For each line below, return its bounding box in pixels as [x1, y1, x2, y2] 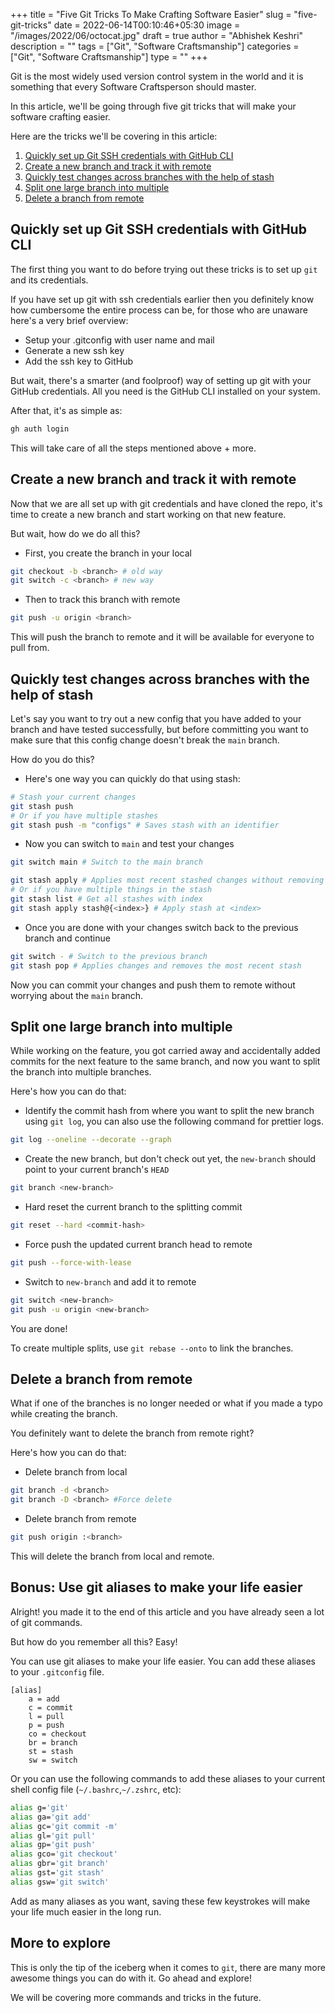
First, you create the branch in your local [24, 547, 193, 559]
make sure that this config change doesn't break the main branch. [10, 734, 280, 746]
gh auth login [10, 424, 70, 434]
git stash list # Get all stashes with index [10, 894, 203, 904]
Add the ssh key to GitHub [24, 355, 134, 367]
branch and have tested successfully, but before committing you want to [10, 723, 309, 735]
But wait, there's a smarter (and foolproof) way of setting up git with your [10, 374, 312, 386]
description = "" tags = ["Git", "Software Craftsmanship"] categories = [10, 40, 300, 52]
